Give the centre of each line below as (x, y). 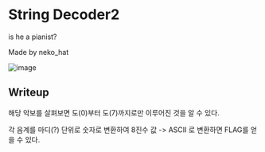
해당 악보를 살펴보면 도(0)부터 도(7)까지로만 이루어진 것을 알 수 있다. (114, 112)
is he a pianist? (33, 37)
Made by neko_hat (39, 52)
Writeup (29, 93)
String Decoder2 (64, 15)
